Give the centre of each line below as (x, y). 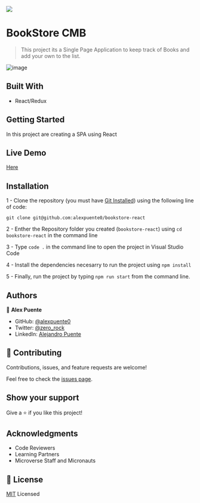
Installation (27, 186)
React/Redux (30, 101)
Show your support (43, 398)
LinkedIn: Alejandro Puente (48, 334)
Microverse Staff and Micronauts (55, 460)
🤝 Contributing (34, 353)
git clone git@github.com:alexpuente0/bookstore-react (76, 218)
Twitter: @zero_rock (39, 328)
